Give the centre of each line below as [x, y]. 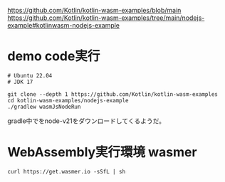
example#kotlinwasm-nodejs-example [63, 25]
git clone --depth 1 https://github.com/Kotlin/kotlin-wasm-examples [113, 94]
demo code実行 [54, 57]
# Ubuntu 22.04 [30, 75]
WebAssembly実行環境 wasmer [102, 152]
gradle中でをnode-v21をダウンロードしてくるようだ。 [87, 121]
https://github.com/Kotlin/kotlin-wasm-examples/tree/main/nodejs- [106, 18]
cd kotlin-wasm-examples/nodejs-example [68, 100]
